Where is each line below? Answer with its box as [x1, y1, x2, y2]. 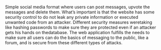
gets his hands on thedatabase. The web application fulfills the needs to [5, 30, 150, 35]
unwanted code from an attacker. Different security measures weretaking [5, 19, 153, 25]
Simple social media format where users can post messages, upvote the [5, 4, 150, 10]
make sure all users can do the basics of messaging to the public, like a [5, 35, 149, 40]
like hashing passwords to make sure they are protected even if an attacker [5, 25, 156, 30]
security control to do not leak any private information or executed [5, 14, 139, 20]
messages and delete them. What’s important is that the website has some [5, 9, 155, 15]
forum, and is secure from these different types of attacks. [5, 40, 123, 45]
